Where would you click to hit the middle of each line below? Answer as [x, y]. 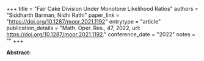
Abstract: [19, 53]
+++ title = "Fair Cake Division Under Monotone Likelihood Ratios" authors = [102, 9]
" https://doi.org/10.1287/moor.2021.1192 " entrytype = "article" [84, 21]
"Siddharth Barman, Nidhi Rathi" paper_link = [63, 15]
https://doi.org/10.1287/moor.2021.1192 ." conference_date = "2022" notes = [101, 34]
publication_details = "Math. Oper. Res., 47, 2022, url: [73, 28]
